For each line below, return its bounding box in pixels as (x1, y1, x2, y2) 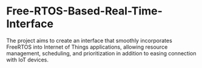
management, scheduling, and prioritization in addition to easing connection (6, 49, 197, 57)
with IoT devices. (6, 56, 49, 63)
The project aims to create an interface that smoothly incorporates (6, 37, 173, 44)
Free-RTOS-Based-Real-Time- (6, 4, 163, 18)
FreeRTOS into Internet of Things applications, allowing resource (6, 43, 168, 51)
